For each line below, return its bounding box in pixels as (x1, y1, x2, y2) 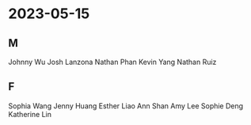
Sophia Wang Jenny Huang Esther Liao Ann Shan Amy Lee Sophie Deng (8, 100, 244, 111)
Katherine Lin (8, 109, 52, 119)
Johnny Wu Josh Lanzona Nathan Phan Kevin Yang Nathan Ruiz (8, 57, 217, 66)
